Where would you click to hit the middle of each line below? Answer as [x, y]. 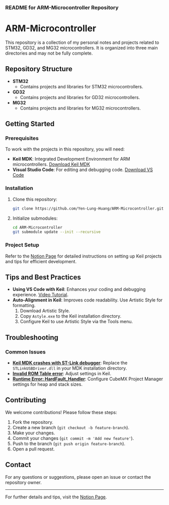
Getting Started [30, 124]
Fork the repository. [33, 422]
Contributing [26, 400]
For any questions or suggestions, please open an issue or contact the [78, 477]
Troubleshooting [32, 337]
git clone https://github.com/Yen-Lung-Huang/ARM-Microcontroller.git [88, 209]
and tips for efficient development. [41, 261]
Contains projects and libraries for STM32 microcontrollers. [81, 86]
